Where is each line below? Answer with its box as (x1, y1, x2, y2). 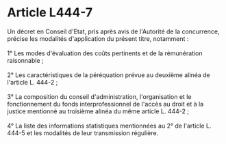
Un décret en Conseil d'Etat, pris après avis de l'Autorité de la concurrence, (7, 27, 220, 35)
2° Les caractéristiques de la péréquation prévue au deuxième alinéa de (7, 70, 210, 79)
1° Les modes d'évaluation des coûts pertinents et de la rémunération (7, 49, 203, 57)
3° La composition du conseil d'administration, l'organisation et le (7, 92, 192, 100)
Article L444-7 (7, 5, 93, 20)
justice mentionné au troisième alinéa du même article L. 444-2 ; (7, 107, 190, 115)
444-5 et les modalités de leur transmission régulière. (7, 128, 159, 137)
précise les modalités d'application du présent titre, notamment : (7, 34, 189, 42)
